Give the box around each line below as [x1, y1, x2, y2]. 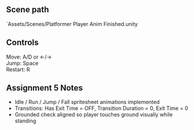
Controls [6, 38, 39, 48]
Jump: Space [6, 59, 38, 67]
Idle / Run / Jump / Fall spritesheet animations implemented [14, 99, 160, 106]
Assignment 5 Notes [6, 83, 83, 93]
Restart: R [6, 66, 30, 73]
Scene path [6, 5, 49, 15]
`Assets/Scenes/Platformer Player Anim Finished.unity [6, 20, 138, 27]
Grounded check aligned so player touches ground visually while [14, 111, 173, 118]
